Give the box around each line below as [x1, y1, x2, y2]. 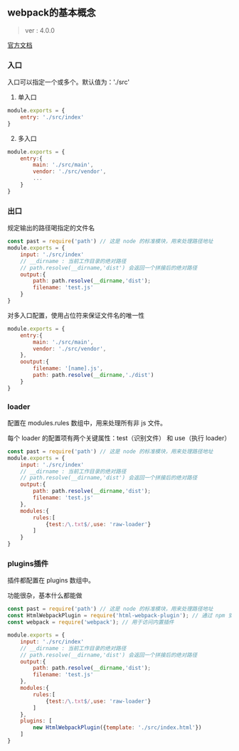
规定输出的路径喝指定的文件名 [7, 223, 95, 233]
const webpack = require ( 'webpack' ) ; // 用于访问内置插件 [7, 619, 174, 626]
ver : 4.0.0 [24, 26, 55, 34]
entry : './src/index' [20, 113, 84, 121]
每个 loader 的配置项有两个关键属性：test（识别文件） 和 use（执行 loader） [7, 433, 231, 442]
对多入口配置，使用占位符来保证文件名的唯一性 [7, 311, 144, 319]
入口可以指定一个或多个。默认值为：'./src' [7, 78, 130, 87]
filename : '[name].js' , [33, 365, 103, 372]
